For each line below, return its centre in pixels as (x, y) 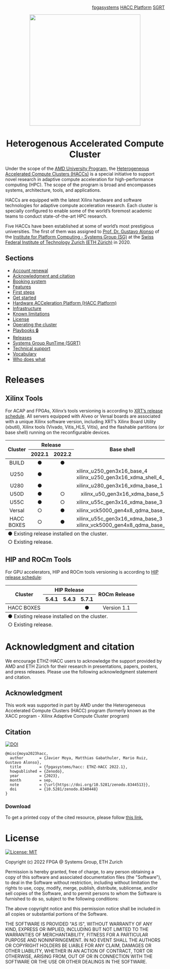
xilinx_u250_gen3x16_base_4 (112, 471)
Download (18, 807)
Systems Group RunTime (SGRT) (47, 343)
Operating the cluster (35, 325)
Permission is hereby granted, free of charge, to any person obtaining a (80, 872)
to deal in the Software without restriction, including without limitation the (81, 883)
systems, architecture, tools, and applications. (53, 190)
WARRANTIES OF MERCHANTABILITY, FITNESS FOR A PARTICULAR (77, 935)
